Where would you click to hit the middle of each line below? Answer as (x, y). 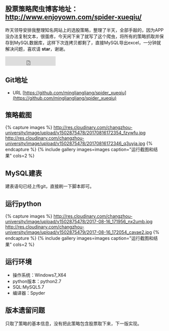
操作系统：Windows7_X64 (39, 275)
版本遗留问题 (25, 311)
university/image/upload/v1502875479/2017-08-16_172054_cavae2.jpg (79, 232)
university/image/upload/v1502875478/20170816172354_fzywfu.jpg (75, 133)
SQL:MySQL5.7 (28, 287)
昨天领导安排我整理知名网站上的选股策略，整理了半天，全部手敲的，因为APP (84, 30)
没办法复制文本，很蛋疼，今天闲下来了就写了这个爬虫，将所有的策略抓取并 (82, 36)
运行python (23, 204)
